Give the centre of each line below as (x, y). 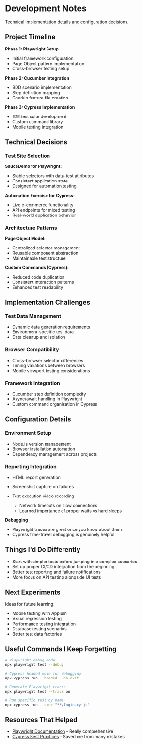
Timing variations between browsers (48, 365)
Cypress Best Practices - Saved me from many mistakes (68, 737)
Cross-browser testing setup (41, 68)
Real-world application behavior (44, 215)
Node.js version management (41, 444)
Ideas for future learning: (30, 604)
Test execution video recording (43, 496)
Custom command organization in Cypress (55, 404)
